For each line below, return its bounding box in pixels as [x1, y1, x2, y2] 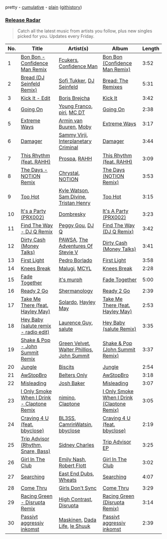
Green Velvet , [59, 340, 90, 347]
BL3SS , [59, 415, 76, 422]
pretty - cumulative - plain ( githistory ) [5, 4, 82, 10]
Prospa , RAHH [59, 155, 92, 162]
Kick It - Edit [20, 95, 51, 102]
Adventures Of [59, 243, 93, 250]
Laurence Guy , [59, 319, 93, 326]
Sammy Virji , [59, 132, 88, 139]
